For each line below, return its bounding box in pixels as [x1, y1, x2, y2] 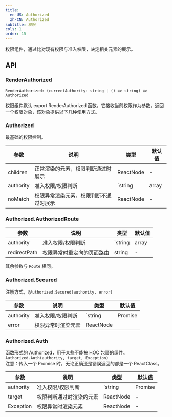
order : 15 [5, 31, 27, 36]
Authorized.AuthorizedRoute [5, 215, 79, 222]
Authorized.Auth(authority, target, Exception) [5, 355, 109, 360]
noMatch [8, 195, 30, 202]
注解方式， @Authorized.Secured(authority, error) [5, 288, 113, 295]
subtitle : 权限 [5, 22, 36, 27]
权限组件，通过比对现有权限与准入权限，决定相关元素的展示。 [5, 46, 136, 52]
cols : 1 [5, 27, 22, 32]
